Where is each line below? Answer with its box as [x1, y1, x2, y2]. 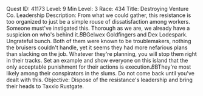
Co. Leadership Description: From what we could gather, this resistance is [6, 12, 191, 19]
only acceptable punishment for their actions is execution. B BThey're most [6, 63, 191, 70]
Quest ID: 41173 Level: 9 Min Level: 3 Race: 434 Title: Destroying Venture [6, 5, 189, 12]
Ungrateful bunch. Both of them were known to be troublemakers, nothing [6, 38, 191, 44]
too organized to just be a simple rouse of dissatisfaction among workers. [6, 18, 190, 25]
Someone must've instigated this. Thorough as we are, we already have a [6, 24, 190, 32]
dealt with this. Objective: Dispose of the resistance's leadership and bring [6, 76, 193, 83]
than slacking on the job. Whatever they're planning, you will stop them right [6, 50, 198, 57]
